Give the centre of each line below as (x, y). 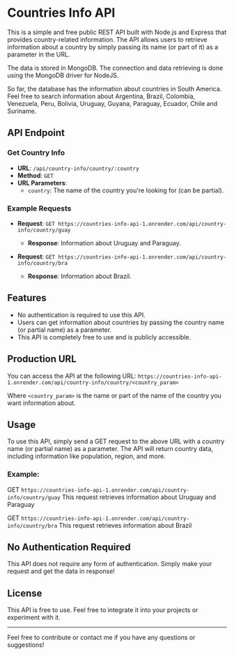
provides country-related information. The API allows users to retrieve (107, 39)
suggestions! (26, 645)
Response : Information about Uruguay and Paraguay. (104, 243)
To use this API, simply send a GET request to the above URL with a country (116, 441)
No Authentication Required (69, 548)
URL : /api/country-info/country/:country (78, 168)
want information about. (41, 403)
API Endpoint (36, 133)
